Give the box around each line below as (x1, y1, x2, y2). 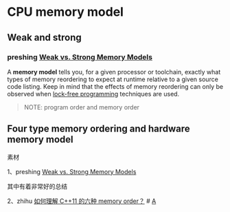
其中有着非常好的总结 (7, 182, 67, 190)
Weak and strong (7, 32, 82, 43)
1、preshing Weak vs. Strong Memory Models (7, 167, 137, 176)
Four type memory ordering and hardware (7, 123, 190, 135)
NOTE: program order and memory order (23, 103, 139, 111)
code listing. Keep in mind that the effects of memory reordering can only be (7, 82, 224, 90)
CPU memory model (7, 4, 124, 20)
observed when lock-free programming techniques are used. (7, 89, 180, 98)
